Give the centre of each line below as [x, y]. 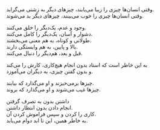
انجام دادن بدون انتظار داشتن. [40, 108]
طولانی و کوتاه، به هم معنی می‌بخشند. [49, 40]
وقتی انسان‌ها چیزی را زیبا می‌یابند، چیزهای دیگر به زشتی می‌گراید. [80, 9]
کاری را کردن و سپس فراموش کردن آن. [51, 114]
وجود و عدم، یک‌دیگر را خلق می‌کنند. [46, 28]
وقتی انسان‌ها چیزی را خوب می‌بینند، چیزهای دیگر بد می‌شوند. [75, 16]
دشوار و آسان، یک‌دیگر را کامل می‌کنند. [50, 34]
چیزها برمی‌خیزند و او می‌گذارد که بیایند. [50, 83]
